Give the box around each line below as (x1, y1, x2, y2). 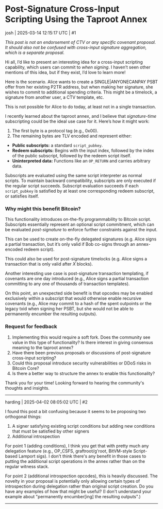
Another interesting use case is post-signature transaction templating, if (5, 271, 149, 276)
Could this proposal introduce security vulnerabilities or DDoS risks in (12, 360, 151, 366)
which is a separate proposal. (5, 50, 65, 55)
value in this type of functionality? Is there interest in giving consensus (12, 339, 153, 345)
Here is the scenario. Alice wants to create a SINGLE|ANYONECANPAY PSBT (5, 79, 158, 85)
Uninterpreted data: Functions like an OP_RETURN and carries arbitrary (12, 158, 151, 164)
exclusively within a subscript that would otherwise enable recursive (5, 295, 142, 301)
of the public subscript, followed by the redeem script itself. (12, 152, 131, 159)
